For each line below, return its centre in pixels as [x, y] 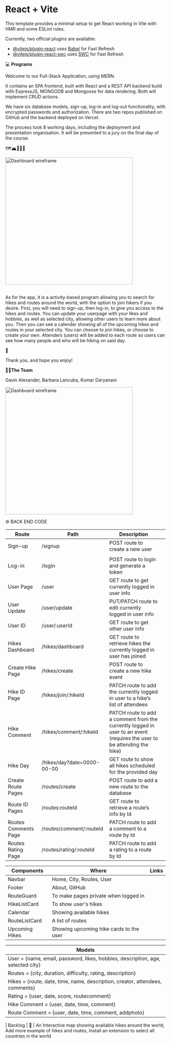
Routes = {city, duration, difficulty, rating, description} [72, 973]
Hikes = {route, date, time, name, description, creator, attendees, [85, 981]
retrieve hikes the [130, 643]
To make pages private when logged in [98, 896]
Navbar [17, 879]
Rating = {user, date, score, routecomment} [59, 996]
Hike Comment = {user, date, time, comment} [62, 1004]
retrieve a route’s [129, 807]
